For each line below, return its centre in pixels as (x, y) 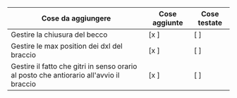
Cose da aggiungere (76, 18)
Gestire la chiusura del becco (59, 35)
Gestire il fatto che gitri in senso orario (74, 66)
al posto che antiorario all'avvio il (65, 75)
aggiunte (168, 23)
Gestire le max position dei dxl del (67, 46)
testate (210, 23)
